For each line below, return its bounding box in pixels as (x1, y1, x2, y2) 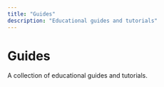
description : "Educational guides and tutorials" (7, 17, 158, 24)
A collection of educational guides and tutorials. (7, 71, 148, 80)
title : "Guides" (7, 10, 56, 18)
